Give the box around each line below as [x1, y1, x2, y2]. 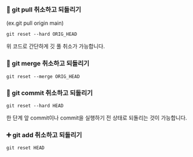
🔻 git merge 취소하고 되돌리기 [6, 59, 90, 68]
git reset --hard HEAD [6, 102, 64, 109]
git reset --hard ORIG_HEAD [6, 32, 78, 38]
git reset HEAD [6, 145, 45, 151]
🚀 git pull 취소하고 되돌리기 [6, 5, 81, 13]
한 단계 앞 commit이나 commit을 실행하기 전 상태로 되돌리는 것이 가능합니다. [6, 114, 188, 121]
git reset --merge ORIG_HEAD [6, 73, 80, 79]
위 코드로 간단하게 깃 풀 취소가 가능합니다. [6, 42, 105, 50]
